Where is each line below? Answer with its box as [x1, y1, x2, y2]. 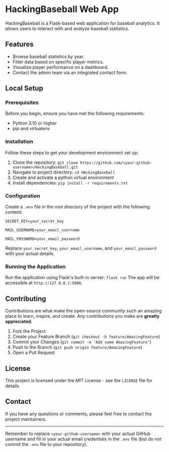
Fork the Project [12, 328, 46, 334]
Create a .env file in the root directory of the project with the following [5, 204, 150, 210]
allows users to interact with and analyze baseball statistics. [5, 25, 129, 31]
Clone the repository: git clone [12, 159, 78, 165]
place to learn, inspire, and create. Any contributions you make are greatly [5, 313, 160, 319]
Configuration [5, 192, 40, 199]
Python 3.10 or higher [12, 120, 57, 126]
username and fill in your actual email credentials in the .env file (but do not [5, 436, 162, 442]
